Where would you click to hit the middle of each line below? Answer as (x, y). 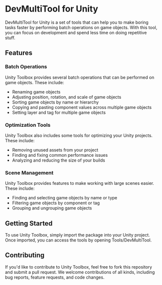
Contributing (25, 255)
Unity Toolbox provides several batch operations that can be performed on (80, 77)
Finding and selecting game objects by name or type (65, 198)
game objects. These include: (35, 82)
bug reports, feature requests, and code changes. (55, 277)
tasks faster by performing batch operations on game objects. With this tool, (81, 27)
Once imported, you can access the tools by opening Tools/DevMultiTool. (78, 240)
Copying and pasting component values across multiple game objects (82, 107)
